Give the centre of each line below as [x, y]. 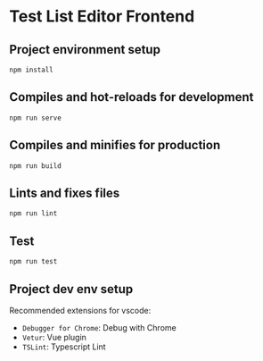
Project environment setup [85, 50]
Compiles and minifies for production [115, 145]
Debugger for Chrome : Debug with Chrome [99, 328]
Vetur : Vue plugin [54, 338]
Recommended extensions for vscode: [80, 311]
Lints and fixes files [65, 193]
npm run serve [36, 118]
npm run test [33, 262]
